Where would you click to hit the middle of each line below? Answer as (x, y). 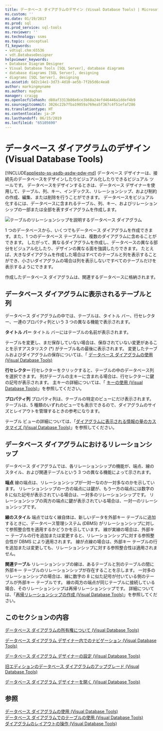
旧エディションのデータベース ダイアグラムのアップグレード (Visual (72, 666)
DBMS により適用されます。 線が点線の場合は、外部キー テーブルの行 (88, 542)
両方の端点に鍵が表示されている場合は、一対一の (92, 501)
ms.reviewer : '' (21, 32)
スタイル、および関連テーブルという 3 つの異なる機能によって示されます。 (79, 472)
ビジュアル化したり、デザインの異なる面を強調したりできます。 (77, 248)
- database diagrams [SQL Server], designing (52, 73)
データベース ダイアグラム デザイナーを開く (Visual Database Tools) (73, 682)
